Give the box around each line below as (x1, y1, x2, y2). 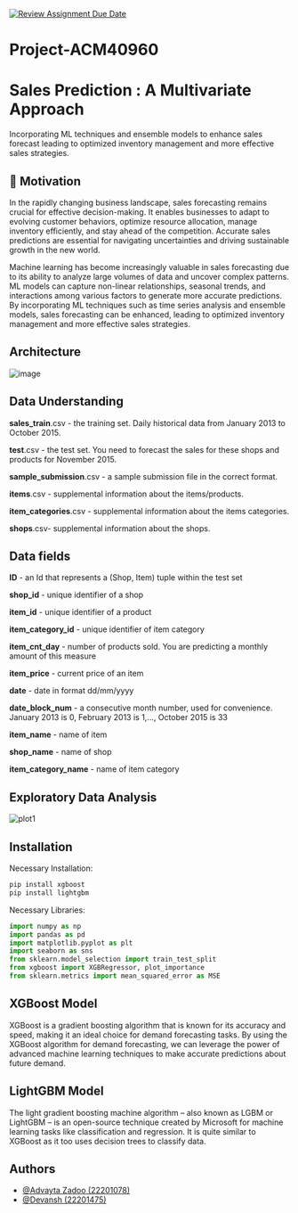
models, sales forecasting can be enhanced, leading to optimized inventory (9, 308, 285, 320)
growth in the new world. (9, 244, 101, 255)
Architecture (9, 344, 82, 360)
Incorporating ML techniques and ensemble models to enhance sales (9, 129, 263, 140)
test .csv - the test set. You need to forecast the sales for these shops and (9, 444, 280, 455)
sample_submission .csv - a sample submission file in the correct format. (9, 471, 278, 481)
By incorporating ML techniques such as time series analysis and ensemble (9, 299, 286, 310)
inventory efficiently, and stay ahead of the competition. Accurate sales (9, 225, 271, 236)
